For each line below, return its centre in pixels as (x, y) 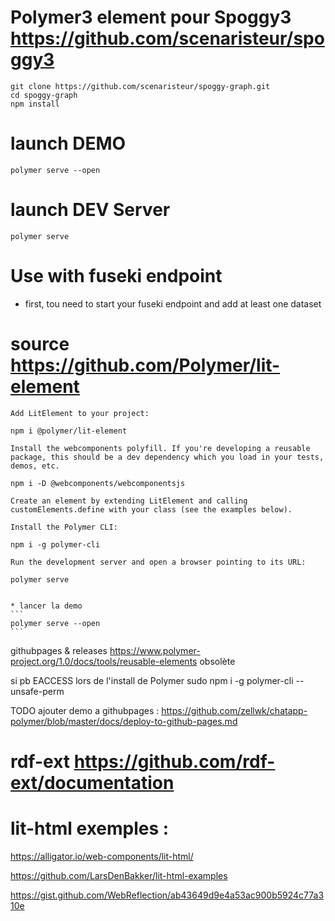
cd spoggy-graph (44, 95)
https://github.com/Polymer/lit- (145, 365)
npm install (35, 104)
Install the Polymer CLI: (64, 527)
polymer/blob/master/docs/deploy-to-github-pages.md (124, 721)
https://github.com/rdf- (174, 761)
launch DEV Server (90, 210)
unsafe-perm (37, 691)
